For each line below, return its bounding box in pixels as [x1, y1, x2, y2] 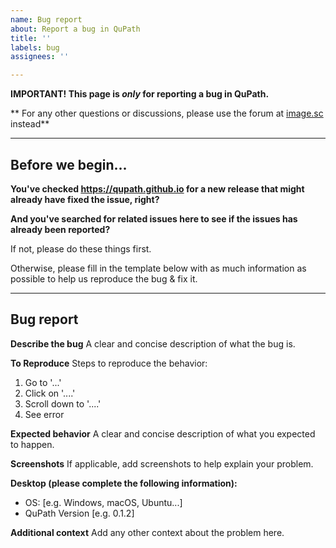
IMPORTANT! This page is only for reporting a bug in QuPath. [10, 88, 270, 100]
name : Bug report [10, 14, 83, 25]
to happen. [10, 438, 55, 450]
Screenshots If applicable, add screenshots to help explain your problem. [10, 457, 314, 470]
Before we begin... [10, 156, 128, 173]
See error [24, 408, 65, 420]
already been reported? [10, 223, 111, 235]
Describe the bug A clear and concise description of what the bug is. [10, 337, 296, 350]
